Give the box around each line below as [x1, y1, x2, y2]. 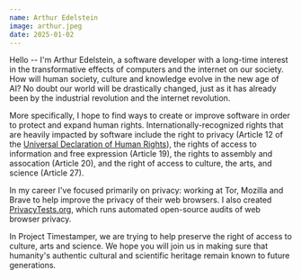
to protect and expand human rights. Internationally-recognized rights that [9, 120, 284, 130]
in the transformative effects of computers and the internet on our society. [9, 64, 285, 75]
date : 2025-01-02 [9, 30, 75, 39]
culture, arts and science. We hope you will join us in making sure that [9, 240, 268, 252]
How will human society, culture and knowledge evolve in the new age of [9, 74, 279, 85]
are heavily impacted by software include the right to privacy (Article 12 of [9, 130, 283, 140]
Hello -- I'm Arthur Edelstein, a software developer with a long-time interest [9, 55, 289, 66]
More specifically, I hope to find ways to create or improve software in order [9, 110, 290, 121]
